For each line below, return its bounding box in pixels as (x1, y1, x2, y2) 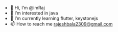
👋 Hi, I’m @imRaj (10, 5, 45, 10)
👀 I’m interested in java (10, 10, 58, 16)
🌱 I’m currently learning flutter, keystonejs (10, 15, 98, 21)
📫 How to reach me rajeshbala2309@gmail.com (10, 21, 113, 27)
